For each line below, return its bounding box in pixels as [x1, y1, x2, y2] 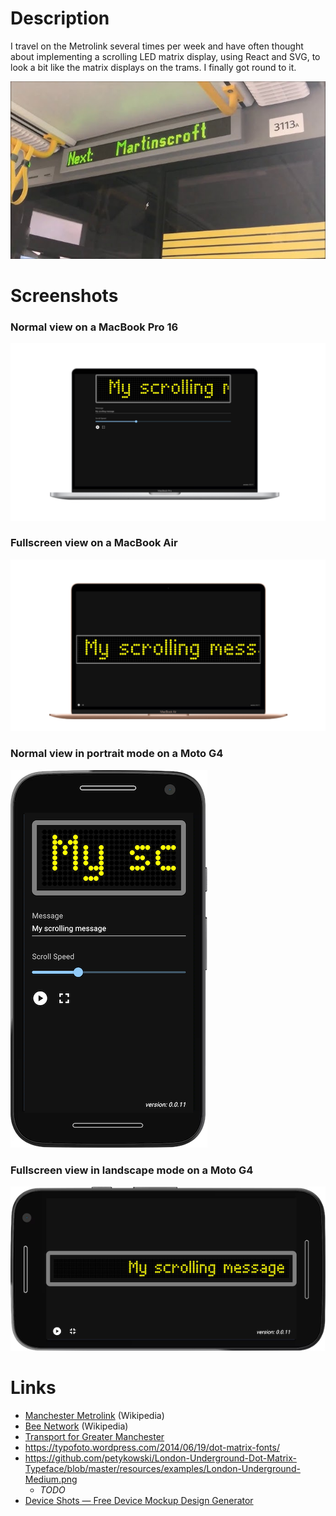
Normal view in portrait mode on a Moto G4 [10, 747, 224, 761]
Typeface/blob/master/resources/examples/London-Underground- [24, 1462, 301, 1474]
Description [10, 7, 110, 30]
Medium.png [24, 1473, 78, 1485]
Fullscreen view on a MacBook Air [10, 536, 178, 550]
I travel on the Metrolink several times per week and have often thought [10, 40, 304, 52]
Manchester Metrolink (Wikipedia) [24, 1409, 165, 1421]
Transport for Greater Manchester [24, 1430, 165, 1442]
